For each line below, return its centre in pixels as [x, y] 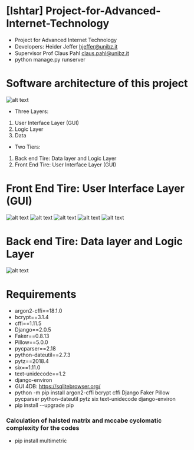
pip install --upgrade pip [44, 405]
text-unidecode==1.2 [40, 374]
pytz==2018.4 [32, 361]
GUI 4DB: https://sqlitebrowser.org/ [57, 386]
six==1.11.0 [27, 367]
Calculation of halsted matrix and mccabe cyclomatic [84, 420]
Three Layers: [32, 111]
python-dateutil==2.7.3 [42, 355]
